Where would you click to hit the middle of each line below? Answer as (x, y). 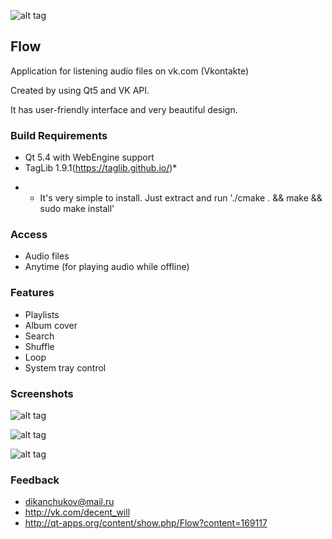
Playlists (42, 314)
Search (39, 336)
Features (32, 293)
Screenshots (42, 393)
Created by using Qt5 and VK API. (80, 90)
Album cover (51, 325)
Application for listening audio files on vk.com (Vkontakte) (130, 71)
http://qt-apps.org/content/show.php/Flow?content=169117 (146, 523)
